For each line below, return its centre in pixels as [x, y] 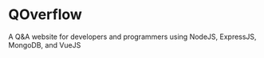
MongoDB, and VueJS [45, 44]
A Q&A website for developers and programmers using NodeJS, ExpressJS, [132, 37]
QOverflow [45, 15]
